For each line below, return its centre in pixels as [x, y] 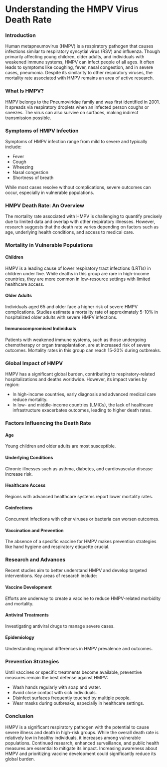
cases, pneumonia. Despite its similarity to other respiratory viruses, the [79, 73]
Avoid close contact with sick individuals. [55, 693]
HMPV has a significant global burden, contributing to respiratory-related [80, 374]
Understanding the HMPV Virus [72, 9]
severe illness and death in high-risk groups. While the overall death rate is [82, 732]
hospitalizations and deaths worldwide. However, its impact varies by [76, 380]
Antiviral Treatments [27, 615]
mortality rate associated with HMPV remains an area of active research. [80, 78]
